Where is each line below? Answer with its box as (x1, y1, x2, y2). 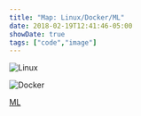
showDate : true (9, 29, 66, 38)
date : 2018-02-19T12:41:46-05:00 (9, 21, 133, 30)
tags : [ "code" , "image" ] (9, 37, 98, 47)
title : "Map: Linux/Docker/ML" (9, 12, 125, 22)
